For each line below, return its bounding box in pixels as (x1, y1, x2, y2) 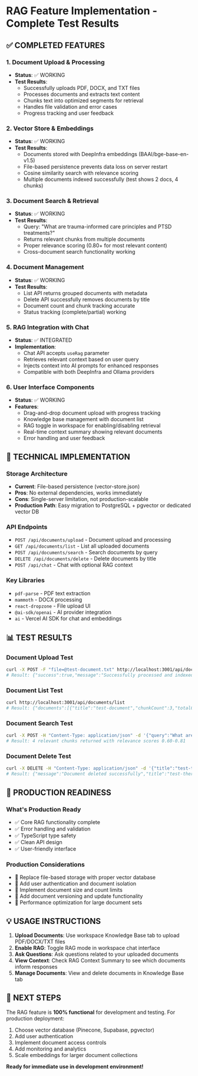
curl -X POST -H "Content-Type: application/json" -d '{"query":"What (6, 732, 183, 739)
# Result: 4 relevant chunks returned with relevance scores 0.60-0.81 (6, 738, 186, 744)
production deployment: (6, 1014, 65, 1022)
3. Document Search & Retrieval (6, 197, 99, 205)
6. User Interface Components (6, 383, 95, 391)
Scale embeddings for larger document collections (14, 1051, 138, 1058)
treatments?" (23, 230, 55, 237)
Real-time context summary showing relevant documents (23, 428, 163, 435)
